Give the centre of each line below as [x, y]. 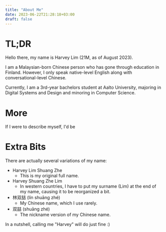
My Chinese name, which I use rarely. [58, 203]
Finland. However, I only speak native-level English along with [69, 72]
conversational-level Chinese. [36, 78]
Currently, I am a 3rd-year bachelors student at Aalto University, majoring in [83, 87]
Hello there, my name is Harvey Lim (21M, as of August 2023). [69, 57]
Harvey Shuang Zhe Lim [37, 181]
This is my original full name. [49, 176]
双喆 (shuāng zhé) [31, 209]
